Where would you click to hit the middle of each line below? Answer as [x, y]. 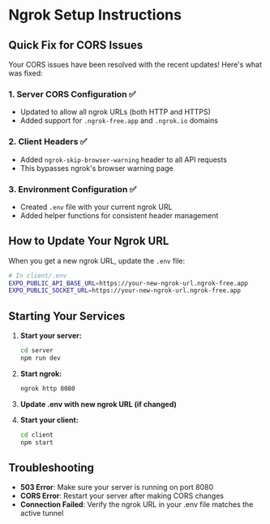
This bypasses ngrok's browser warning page [96, 168]
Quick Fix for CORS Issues [76, 45]
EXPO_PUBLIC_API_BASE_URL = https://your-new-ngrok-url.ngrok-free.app [129, 283]
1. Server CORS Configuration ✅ [72, 94]
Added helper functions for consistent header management [119, 215]
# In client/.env [38, 275]
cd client [37, 434]
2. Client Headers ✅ [48, 142]
